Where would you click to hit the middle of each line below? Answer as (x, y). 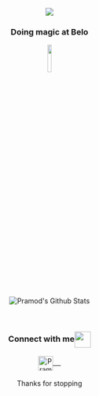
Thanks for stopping (49, 383)
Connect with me (41, 339)
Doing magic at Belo (49, 31)
